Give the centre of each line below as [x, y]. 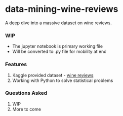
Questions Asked [26, 93]
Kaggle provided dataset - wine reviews [53, 75]
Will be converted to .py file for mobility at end [59, 52]
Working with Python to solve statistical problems [62, 80]
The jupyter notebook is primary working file [57, 46]
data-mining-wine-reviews [62, 9]
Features [16, 64]
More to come [26, 109]
